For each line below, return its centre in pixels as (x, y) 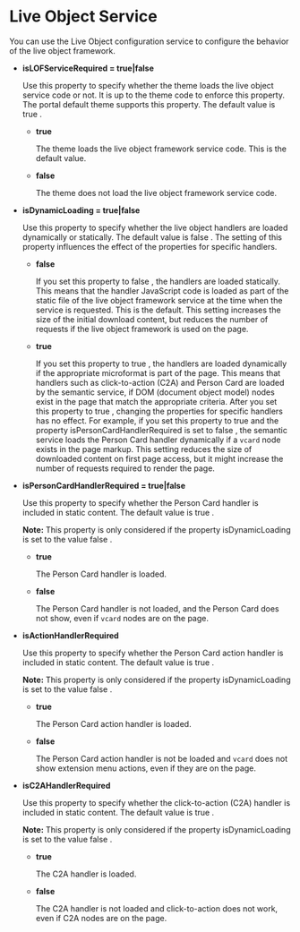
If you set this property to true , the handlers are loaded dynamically (161, 363)
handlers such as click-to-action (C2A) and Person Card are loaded (160, 382)
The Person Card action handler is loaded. (113, 723)
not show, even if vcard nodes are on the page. (122, 618)
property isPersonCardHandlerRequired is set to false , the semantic (162, 430)
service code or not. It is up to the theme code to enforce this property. (153, 95)
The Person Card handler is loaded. (101, 574)
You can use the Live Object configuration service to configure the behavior (149, 41)
